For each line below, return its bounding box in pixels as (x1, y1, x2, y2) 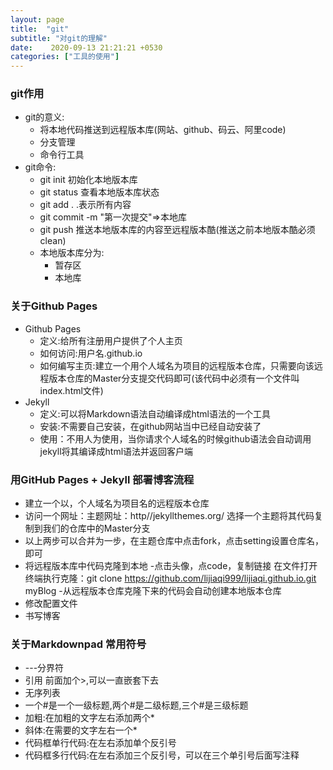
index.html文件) (39, 384, 104, 396)
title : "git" (10, 24, 70, 34)
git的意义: (24, 111, 65, 123)
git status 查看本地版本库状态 (39, 186, 160, 198)
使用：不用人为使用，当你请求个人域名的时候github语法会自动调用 (39, 432, 312, 445)
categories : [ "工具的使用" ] (10, 52, 120, 62)
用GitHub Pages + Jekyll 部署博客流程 (10, 472, 195, 486)
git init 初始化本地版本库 (39, 174, 138, 186)
